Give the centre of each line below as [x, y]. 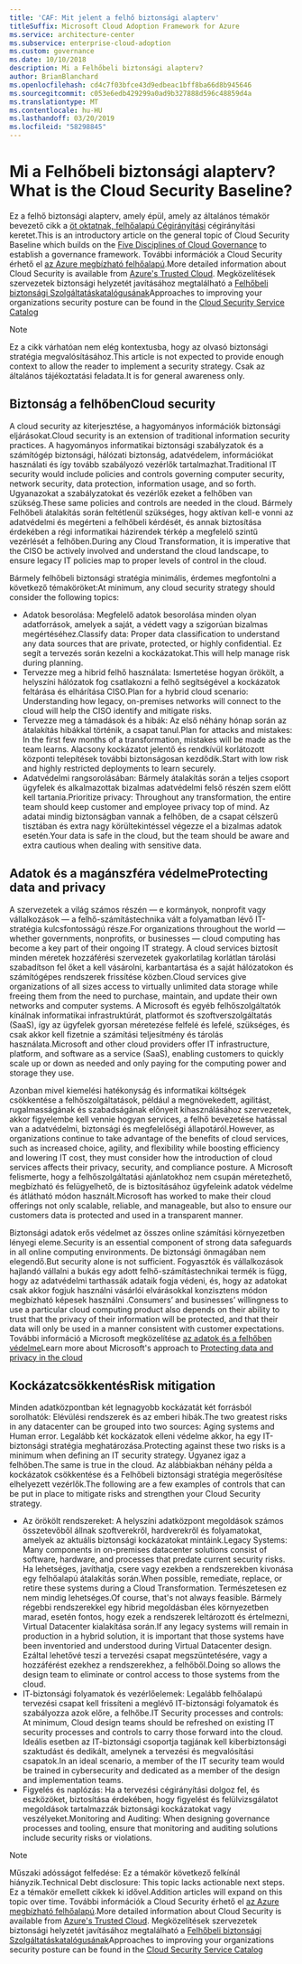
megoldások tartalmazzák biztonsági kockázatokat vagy [127, 1809]
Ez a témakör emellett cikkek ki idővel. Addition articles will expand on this [146, 1892]
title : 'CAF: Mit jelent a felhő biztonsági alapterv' [114, 18]
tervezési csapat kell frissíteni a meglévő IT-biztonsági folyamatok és [151, 1704]
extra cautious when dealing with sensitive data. [112, 845]
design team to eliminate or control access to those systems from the [151, 1675]
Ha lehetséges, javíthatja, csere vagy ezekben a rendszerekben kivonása [158, 1569]
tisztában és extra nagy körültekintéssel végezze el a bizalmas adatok [152, 826]
